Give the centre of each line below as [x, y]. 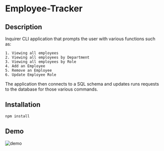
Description [24, 27]
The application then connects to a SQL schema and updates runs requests [82, 84]
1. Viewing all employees [32, 53]
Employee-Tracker [44, 9]
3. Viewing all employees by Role [41, 62]
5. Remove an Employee [28, 70]
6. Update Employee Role [31, 75]
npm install [17, 116]
